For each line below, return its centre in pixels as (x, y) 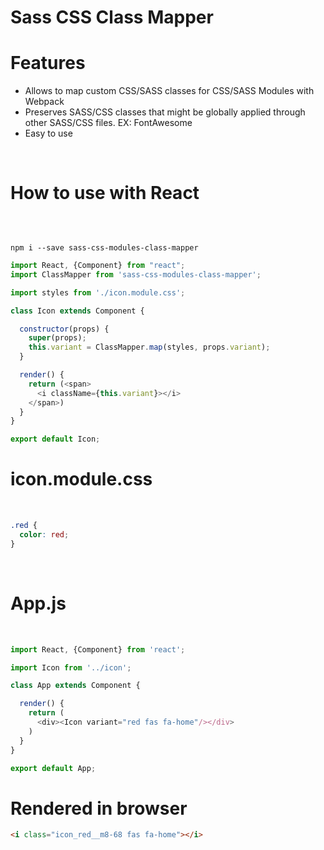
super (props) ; (57, 338)
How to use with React (105, 193)
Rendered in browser (99, 808)
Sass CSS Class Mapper (112, 17)
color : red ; (44, 535)
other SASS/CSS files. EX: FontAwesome (108, 123)
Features (48, 63)
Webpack (44, 102)
